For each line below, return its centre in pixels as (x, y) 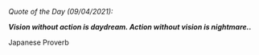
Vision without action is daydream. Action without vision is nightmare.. (130, 27)
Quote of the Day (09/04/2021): (61, 12)
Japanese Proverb (39, 42)
